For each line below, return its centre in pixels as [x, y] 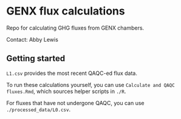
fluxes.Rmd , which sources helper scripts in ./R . [66, 91]
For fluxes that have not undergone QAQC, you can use [75, 103]
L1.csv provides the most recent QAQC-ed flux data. [72, 73]
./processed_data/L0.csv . [39, 109]
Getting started [36, 59]
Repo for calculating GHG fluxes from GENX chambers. [75, 28]
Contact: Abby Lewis [32, 39]
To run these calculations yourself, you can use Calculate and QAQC [90, 85]
